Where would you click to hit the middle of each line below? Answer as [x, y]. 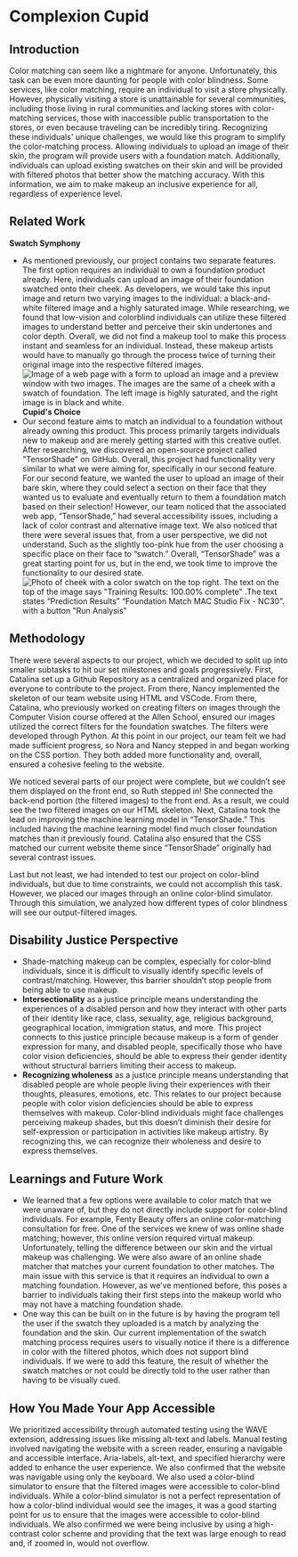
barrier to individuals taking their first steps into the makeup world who [152, 1295]
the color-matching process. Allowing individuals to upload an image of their [149, 146]
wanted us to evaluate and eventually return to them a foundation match [154, 497]
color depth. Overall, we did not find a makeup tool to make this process [154, 336]
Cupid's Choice [52, 412]
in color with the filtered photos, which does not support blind [135, 1352]
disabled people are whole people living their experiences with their [146, 1085]
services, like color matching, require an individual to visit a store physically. [149, 90]
